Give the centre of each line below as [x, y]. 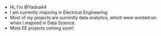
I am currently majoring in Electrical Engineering [59, 12]
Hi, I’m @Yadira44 [28, 7]
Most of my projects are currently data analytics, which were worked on [83, 18]
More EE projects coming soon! [42, 28]
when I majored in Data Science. [43, 23]
